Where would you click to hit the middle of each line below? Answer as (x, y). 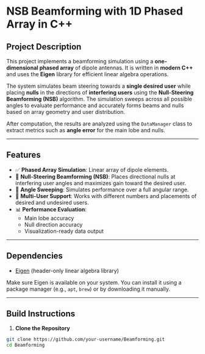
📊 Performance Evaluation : (51, 209)
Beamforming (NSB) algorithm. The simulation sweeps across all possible (99, 99)
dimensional (22, 68)
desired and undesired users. (52, 202)
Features (23, 155)
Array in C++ (40, 24)
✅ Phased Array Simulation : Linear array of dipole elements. (92, 169)
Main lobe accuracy (49, 218)
